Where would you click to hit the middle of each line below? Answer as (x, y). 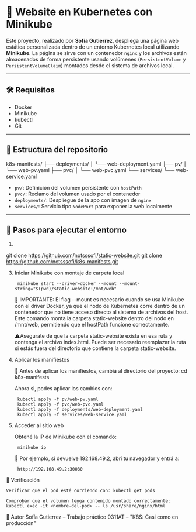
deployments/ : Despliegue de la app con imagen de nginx (83, 200)
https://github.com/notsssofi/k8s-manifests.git (62, 262)
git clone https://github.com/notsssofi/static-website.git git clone (84, 255)
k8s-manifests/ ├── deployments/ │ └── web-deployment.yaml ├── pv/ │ (97, 164)
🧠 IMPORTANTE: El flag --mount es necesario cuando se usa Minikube (99, 300)
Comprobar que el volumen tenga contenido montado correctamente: (88, 501)
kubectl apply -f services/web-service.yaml (72, 415)
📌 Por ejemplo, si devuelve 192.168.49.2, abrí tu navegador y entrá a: (97, 458)
